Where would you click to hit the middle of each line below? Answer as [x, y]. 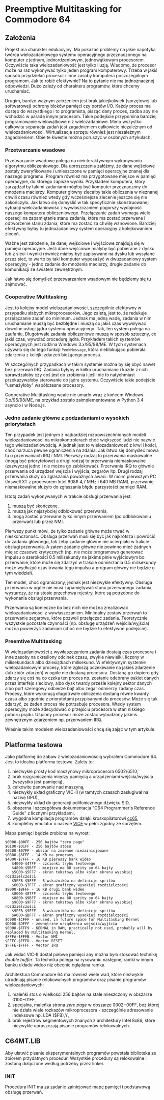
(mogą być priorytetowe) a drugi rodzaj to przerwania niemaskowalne [75, 461]
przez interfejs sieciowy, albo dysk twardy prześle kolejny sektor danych [79, 683]
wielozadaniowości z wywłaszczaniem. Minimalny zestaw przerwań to [76, 612]
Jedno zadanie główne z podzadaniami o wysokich [67, 418]
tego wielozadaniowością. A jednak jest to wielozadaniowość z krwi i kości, [81, 445]
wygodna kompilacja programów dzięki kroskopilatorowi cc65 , [75, 818]
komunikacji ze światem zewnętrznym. [44, 269]
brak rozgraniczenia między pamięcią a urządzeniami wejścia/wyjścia [82, 777]
